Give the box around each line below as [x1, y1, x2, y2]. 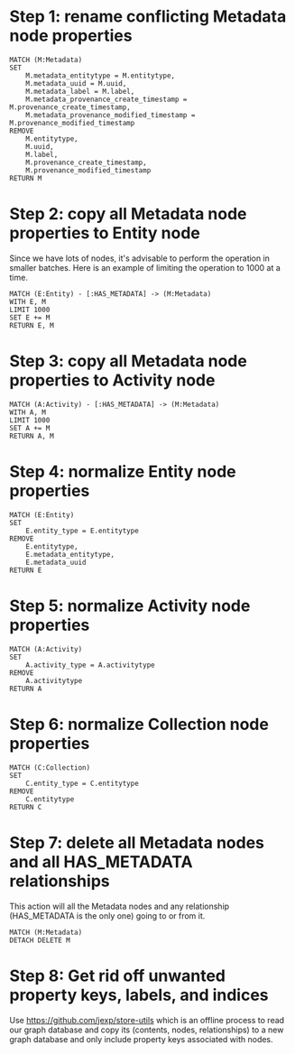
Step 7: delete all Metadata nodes [9, 832, 264, 853]
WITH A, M [9, 408, 47, 417]
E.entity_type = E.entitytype [25, 526, 140, 535]
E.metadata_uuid [25, 558, 88, 567]
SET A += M [9, 423, 51, 432]
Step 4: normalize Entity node [9, 462, 236, 482]
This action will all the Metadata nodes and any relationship [9, 901, 230, 911]
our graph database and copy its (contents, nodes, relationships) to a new [9, 1024, 284, 1035]
